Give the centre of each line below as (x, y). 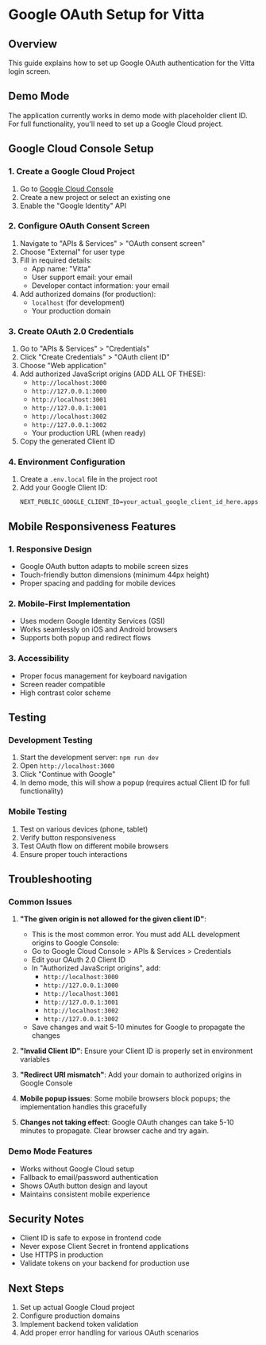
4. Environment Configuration (67, 462)
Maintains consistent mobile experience (85, 1194)
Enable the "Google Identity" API (73, 206)
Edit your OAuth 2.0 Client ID (78, 960)
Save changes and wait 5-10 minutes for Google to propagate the (138, 1027)
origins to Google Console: (75, 943)
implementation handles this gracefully (83, 1107)
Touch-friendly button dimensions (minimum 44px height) (114, 575)
